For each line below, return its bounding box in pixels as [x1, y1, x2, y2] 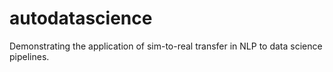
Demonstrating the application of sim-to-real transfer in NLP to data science [9, 40, 323, 52]
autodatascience [9, 7, 153, 30]
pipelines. [9, 50, 50, 62]
